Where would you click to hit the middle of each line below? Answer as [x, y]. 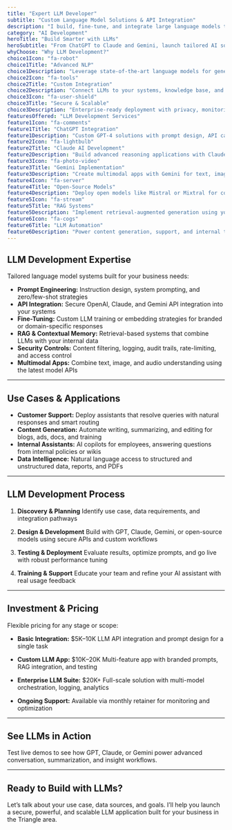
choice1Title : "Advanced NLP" [51, 65]
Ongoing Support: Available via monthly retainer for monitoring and [114, 700]
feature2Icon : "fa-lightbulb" [51, 142]
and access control [45, 355]
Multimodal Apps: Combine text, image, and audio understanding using [119, 363]
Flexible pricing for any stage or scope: [63, 625]
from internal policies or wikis [59, 452]
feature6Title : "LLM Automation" [55, 225]
